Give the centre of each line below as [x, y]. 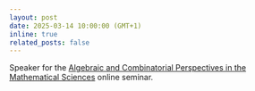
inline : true [34, 34]
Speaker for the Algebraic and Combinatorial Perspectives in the [128, 68]
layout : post [34, 17]
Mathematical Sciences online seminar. [81, 78]
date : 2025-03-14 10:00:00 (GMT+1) [76, 26]
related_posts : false [50, 42]
